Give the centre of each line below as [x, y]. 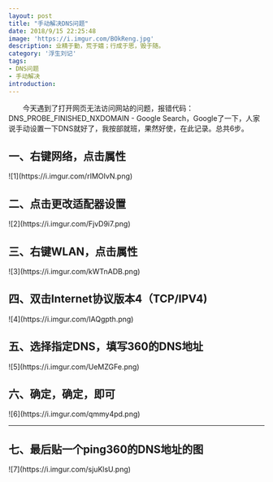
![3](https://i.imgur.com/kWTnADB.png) [74, 271]
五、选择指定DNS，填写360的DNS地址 [106, 347]
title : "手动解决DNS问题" [49, 24]
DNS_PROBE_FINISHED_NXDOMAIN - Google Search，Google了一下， [127, 118]
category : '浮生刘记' [43, 54]
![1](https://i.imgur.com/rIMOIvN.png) [71, 176]
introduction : [32, 84]
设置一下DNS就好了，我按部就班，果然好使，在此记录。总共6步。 [139, 128]
